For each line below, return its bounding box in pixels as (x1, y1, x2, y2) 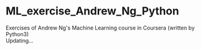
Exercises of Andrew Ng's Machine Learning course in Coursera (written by (5, 24, 195, 31)
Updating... (5, 37, 34, 44)
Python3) (5, 30, 29, 37)
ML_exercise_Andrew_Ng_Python (5, 4, 180, 18)
